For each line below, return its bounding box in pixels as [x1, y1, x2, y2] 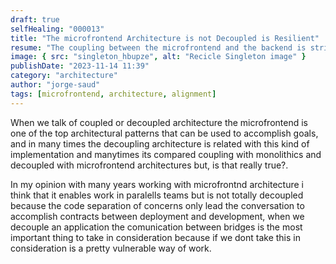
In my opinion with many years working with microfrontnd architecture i [10, 178, 304, 190]
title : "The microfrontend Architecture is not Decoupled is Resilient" [10, 33, 320, 43]
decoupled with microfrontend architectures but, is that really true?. [10, 159, 289, 171]
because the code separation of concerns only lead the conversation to [10, 199, 305, 211]
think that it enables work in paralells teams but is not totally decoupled [10, 189, 304, 201]
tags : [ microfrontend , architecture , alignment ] [10, 89, 217, 99]
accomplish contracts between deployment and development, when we [10, 210, 305, 222]
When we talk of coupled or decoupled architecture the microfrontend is [10, 116, 308, 128]
